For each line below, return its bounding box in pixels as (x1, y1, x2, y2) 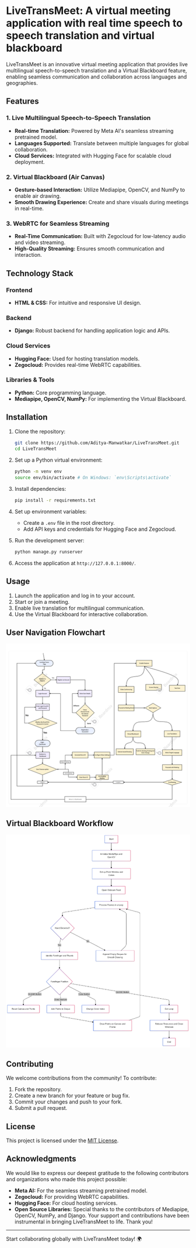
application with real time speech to (6, 16, 183, 30)
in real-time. (14, 205, 44, 212)
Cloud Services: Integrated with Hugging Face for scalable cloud (14, 152, 171, 159)
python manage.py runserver (14, 549, 83, 555)
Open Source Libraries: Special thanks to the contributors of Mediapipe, (14, 1205, 190, 1212)
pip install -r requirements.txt (14, 497, 96, 504)
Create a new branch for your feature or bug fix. (14, 1092, 130, 1099)
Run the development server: (14, 537, 85, 544)
